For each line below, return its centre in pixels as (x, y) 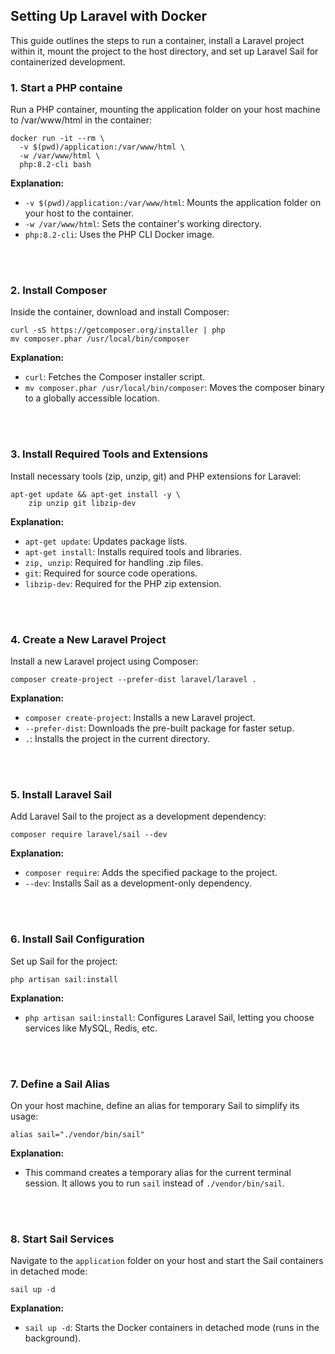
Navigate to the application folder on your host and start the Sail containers (167, 1261)
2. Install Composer (59, 291)
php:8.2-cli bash (55, 165)
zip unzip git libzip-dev (82, 503)
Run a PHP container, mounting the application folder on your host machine (165, 110)
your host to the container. (79, 213)
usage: (24, 1116)
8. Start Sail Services (62, 1239)
